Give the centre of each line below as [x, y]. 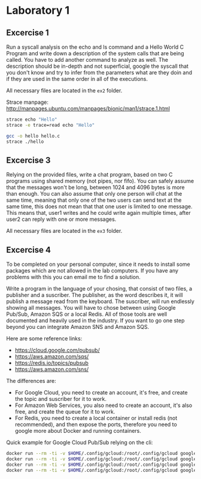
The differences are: [31, 381]
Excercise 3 [28, 160]
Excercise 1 [28, 33]
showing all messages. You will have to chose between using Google [91, 308]
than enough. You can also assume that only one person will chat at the [94, 194]
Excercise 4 [28, 250]
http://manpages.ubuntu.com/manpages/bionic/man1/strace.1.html [88, 108]
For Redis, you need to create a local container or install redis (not [96, 418]
